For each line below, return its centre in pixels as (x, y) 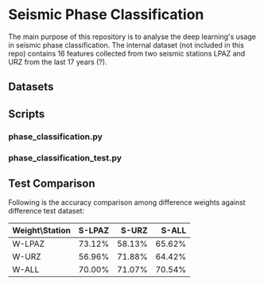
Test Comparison (52, 183)
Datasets (31, 87)
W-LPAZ (29, 244)
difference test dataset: (47, 211)
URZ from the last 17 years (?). (58, 62)
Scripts (27, 114)
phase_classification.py (56, 137)
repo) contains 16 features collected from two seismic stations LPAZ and (127, 53)
